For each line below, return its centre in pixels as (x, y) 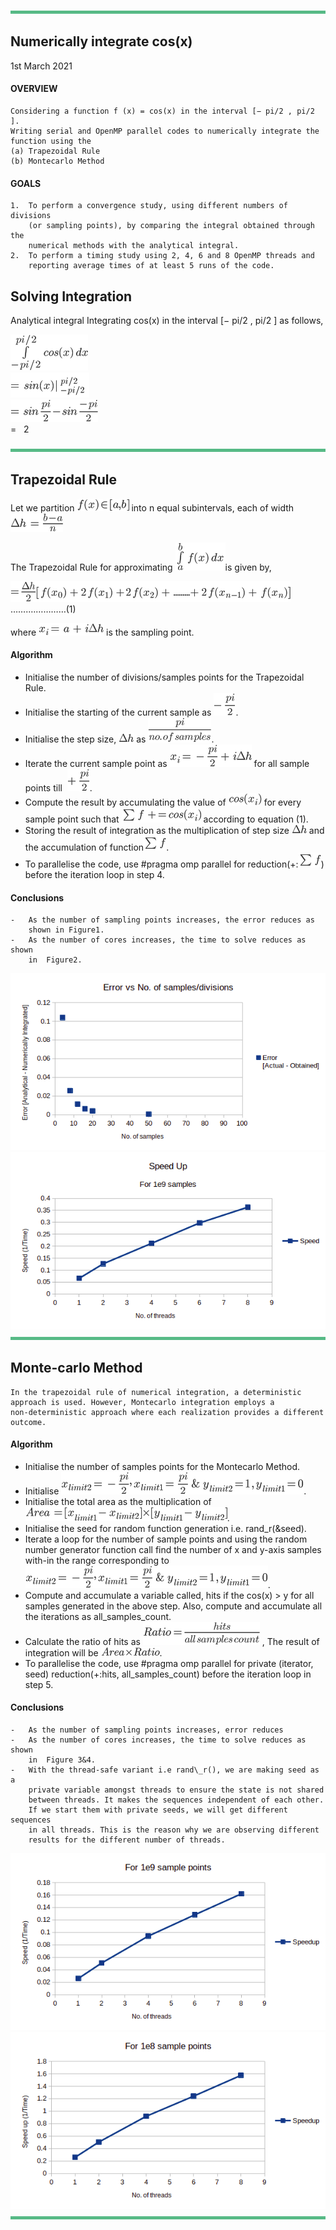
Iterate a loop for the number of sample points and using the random (166, 1539)
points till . (58, 788)
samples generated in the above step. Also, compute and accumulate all (173, 1606)
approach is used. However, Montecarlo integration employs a (142, 1402)
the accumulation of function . (97, 847)
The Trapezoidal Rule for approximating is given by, (141, 567)
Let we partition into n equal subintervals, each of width (152, 507)
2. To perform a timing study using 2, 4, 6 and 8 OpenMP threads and (162, 256)
